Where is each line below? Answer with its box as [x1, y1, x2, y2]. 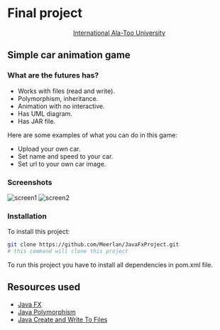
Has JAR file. [17, 117, 55, 125]
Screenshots [7, 177, 53, 187]
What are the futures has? [7, 70, 99, 80]
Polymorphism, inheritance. [17, 94, 99, 102]
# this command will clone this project [7, 247, 129, 255]
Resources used [7, 281, 80, 293]
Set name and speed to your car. [17, 151, 114, 161]
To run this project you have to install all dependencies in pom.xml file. [7, 260, 214, 269]
